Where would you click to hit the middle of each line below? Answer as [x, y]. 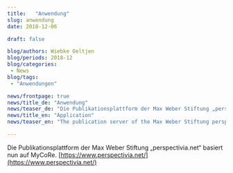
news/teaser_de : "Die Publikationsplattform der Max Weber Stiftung [108, 109]
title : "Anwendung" [38, 13]
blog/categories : [32, 64]
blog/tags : [23, 77]
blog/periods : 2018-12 [40, 58]
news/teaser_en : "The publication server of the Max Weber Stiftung [108, 122]
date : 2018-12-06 [32, 26]
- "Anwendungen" [34, 84]
